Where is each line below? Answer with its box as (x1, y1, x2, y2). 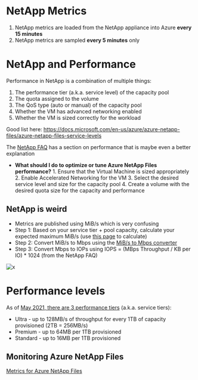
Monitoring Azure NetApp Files (6, 352, 124, 362)
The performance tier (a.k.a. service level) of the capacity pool (14, 88, 169, 96)
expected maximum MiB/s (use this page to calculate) (14, 233, 147, 240)
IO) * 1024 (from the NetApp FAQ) (14, 252, 98, 259)
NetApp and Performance (6, 58, 136, 71)
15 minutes (14, 30, 43, 37)
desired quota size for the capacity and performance (14, 187, 145, 194)
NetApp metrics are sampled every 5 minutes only (14, 36, 140, 44)
